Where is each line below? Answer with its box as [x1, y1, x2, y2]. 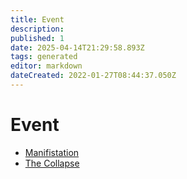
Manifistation [24, 146, 80, 158]
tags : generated [10, 52, 78, 62]
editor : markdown [10, 61, 83, 71]
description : [10, 24, 65, 34]
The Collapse [24, 157, 80, 169]
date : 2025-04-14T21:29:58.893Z [10, 42, 145, 53]
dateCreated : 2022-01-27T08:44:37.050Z [10, 71, 177, 81]
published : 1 [10, 33, 65, 43]
